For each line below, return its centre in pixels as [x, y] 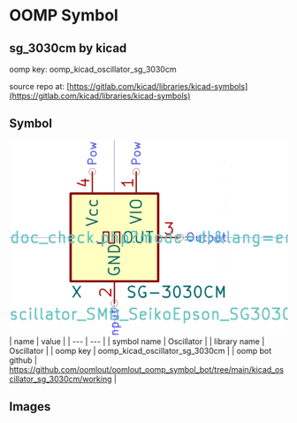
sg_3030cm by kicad [68, 48]
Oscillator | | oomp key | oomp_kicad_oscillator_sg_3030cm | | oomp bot [141, 350]
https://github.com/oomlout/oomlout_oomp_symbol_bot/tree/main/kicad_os [147, 369]
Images [30, 407]
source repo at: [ [39, 86]
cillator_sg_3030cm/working [61, 379]
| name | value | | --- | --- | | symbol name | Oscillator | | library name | [137, 341]
